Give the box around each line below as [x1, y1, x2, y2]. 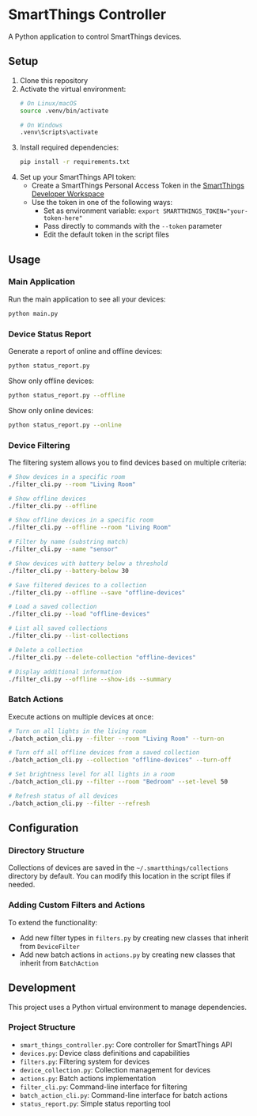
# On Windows [19, 121, 63, 129]
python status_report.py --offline [8, 391, 126, 399]
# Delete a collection [8, 646, 83, 654]
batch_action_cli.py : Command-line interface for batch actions [19, 1090, 228, 1099]
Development [8, 981, 77, 995]
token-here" [43, 214, 83, 222]
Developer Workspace [31, 189, 104, 199]
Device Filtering [8, 439, 70, 450]
